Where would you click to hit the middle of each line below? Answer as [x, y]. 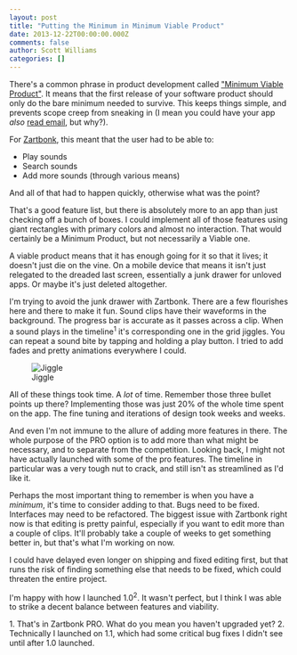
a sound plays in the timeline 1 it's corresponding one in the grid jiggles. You [147, 331]
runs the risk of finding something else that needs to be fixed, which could [145, 569]
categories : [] [37, 59]
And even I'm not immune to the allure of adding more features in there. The [148, 430]
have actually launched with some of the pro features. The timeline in [136, 459]
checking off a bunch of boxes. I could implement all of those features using [148, 220]
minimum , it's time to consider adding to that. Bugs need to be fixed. [134, 504]
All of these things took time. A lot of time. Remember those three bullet [140, 394]
